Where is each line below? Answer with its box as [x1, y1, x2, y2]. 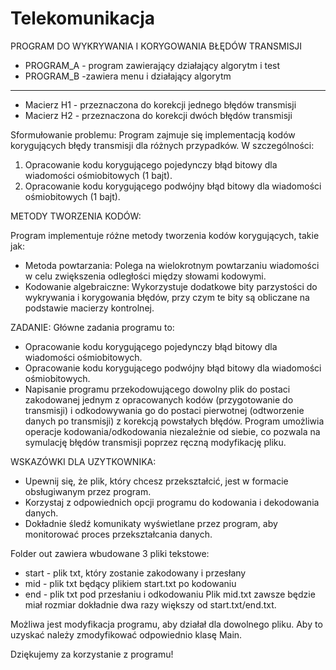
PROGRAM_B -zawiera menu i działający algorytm [24, 70, 232, 82]
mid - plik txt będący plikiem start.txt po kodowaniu [24, 577, 237, 589]
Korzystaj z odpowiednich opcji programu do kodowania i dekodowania [24, 496, 320, 508]
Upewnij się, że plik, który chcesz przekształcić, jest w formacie [24, 475, 289, 487]
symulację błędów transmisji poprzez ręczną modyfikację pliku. [24, 436, 287, 448]
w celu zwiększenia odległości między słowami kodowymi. [24, 270, 267, 282]
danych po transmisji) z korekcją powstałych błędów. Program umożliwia [24, 415, 325, 427]
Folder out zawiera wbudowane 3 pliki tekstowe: [10, 547, 210, 559]
